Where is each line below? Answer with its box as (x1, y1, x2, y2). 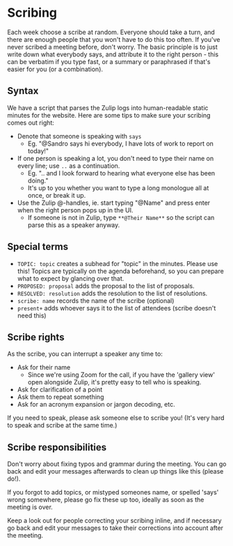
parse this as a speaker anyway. (27, 221, 120, 229)
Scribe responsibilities (7, 441, 107, 453)
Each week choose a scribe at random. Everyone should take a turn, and (7, 28, 216, 36)
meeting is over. (7, 503, 54, 511)
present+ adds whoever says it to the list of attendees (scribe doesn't (17, 304, 216, 312)
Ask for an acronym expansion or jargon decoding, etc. (17, 400, 175, 409)
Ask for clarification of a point (17, 385, 103, 394)
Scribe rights (7, 331, 65, 343)
